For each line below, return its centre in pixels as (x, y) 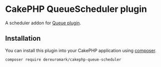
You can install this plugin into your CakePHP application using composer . (81, 50)
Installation (23, 38)
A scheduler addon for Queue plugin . (43, 23)
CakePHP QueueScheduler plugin (76, 9)
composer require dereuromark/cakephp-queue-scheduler (63, 60)
